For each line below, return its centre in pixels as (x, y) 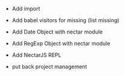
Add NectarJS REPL (37, 55)
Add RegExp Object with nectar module (61, 43)
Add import (26, 9)
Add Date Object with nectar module (57, 32)
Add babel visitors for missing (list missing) (66, 20)
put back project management (50, 66)
